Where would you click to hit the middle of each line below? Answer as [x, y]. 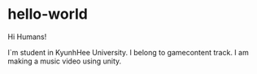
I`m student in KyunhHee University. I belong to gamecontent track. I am [128, 52]
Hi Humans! [27, 37]
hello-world [48, 14]
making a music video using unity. [65, 61]
